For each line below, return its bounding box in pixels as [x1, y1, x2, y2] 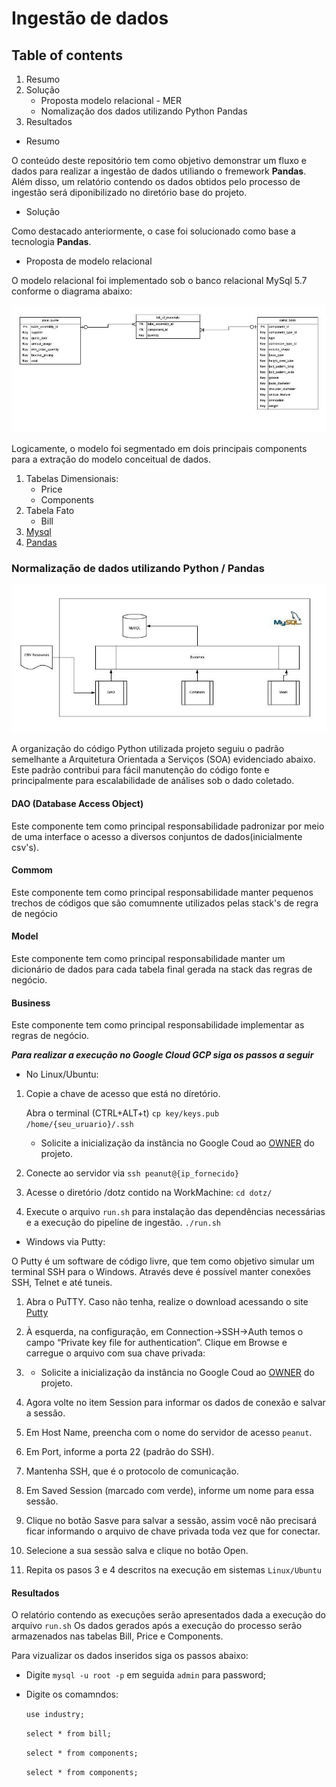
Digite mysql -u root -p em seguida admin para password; [25, 1669, 267, 1681]
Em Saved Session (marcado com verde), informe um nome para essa [25, 1485, 315, 1497]
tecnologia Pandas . [11, 236, 92, 247]
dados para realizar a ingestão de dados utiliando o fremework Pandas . [11, 165, 307, 177]
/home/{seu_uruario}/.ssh [25, 1120, 134, 1130]
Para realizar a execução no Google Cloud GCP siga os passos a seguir [11, 1049, 314, 1061]
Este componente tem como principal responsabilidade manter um [11, 952, 286, 964]
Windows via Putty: [25, 1236, 106, 1248]
